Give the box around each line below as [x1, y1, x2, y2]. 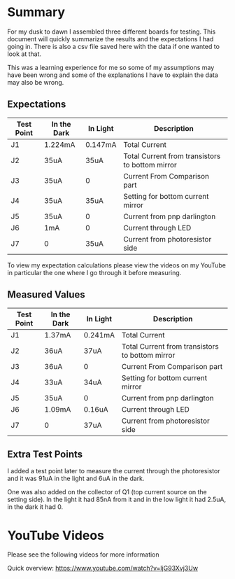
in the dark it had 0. [7, 503, 64, 511]
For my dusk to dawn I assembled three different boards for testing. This [7, 27, 216, 36]
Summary [7, 4, 65, 20]
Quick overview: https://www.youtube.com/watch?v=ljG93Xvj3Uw [7, 564, 198, 573]
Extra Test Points [7, 448, 83, 460]
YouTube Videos [7, 527, 105, 543]
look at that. [7, 50, 42, 58]
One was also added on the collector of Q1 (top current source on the [7, 488, 208, 496]
